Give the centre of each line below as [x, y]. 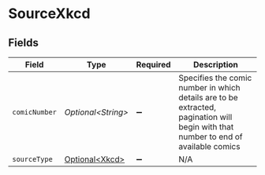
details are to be [208, 97]
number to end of [211, 137]
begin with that [206, 127]
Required [153, 65]
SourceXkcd [49, 14]
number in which [209, 87]
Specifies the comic [215, 78]
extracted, [198, 107]
